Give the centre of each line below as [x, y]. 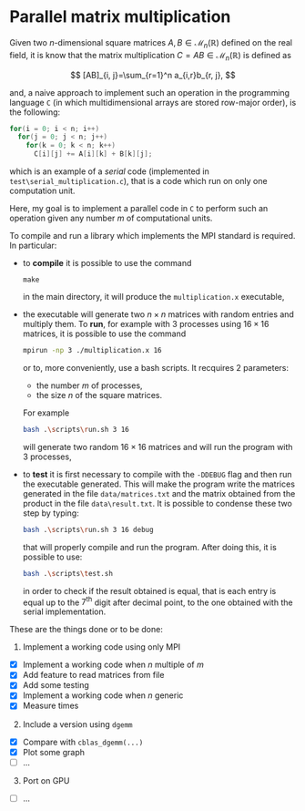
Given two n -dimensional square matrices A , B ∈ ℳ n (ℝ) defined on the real [151, 43]
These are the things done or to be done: [86, 630]
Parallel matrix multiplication [120, 17]
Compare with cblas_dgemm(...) [83, 742]
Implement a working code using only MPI [102, 647]
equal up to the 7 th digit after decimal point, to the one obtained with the [158, 601]
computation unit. [42, 191]
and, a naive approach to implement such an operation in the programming [149, 92]
